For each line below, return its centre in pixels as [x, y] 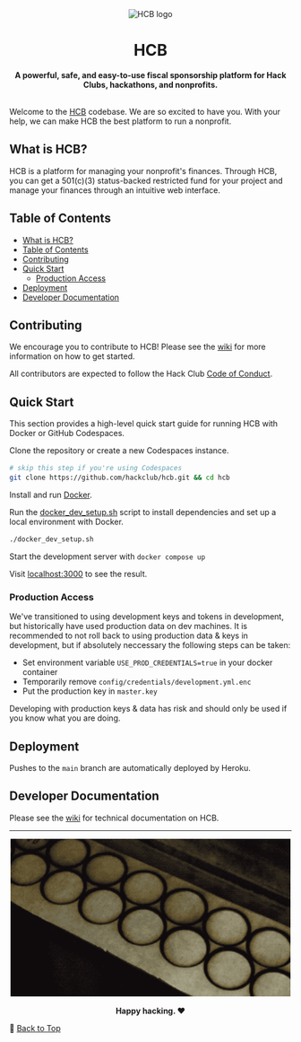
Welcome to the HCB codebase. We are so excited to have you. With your [145, 111]
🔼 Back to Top [35, 1028]
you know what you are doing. [65, 718]
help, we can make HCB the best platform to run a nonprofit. [120, 121]
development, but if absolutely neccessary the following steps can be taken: [150, 645]
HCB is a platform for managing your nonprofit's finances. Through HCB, [143, 171]
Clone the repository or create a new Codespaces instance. [119, 451]
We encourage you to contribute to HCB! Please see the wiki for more [138, 347]
